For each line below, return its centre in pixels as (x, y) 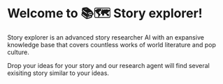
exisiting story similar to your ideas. (58, 73)
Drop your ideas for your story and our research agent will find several (108, 65)
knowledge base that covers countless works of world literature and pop (112, 44)
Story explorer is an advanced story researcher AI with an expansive (106, 37)
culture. (18, 52)
